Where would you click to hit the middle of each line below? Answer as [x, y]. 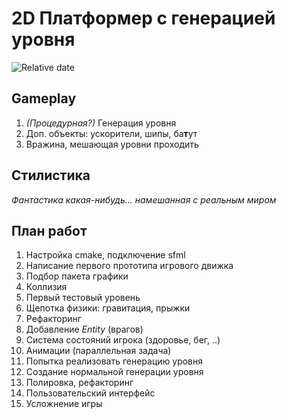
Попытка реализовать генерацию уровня [114, 361]
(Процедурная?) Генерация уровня [101, 123]
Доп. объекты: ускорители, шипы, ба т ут [111, 133]
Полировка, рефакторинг [79, 383]
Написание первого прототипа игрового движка [129, 266]
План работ [49, 230]
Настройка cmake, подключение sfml [105, 255]
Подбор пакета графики [77, 276]
